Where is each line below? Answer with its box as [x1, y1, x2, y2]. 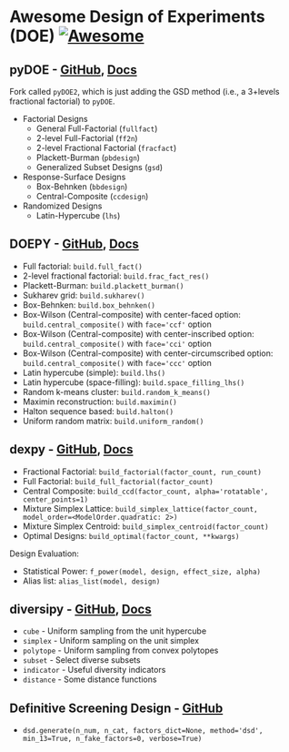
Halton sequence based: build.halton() [22, 405, 174, 416]
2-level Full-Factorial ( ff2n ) [35, 133, 138, 143]
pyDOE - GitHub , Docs [9, 62, 138, 77]
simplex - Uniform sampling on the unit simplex [22, 635, 200, 646]
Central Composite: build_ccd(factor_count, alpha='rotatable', [22, 485, 269, 496]
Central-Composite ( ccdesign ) [35, 191, 149, 201]
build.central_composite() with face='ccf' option [22, 319, 212, 330]
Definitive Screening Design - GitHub [9, 700, 224, 716]
